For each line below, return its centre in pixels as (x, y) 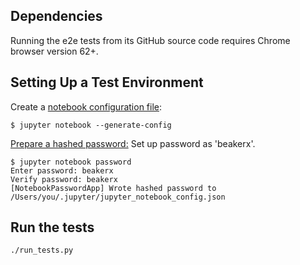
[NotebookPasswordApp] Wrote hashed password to (113, 188)
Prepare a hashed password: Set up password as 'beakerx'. (133, 143)
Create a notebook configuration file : (86, 106)
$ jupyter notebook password (71, 162)
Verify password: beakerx (64, 179)
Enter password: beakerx (62, 170)
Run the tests (52, 227)
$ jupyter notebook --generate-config (91, 125)
